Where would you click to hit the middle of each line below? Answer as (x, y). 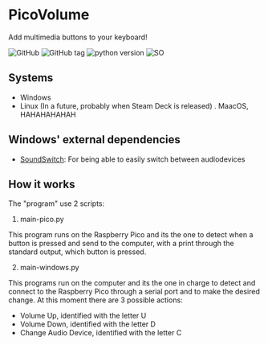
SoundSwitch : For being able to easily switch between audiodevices (132, 159)
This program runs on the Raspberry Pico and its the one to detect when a (131, 235)
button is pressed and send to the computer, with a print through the (121, 244)
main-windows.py (49, 268)
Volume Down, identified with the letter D (88, 324)
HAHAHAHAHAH (48, 114)
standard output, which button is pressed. (77, 252)
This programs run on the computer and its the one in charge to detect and (132, 283)
